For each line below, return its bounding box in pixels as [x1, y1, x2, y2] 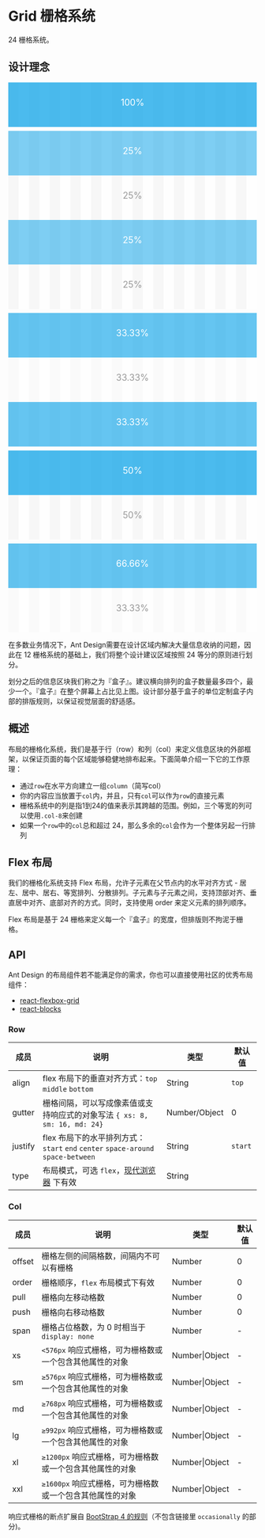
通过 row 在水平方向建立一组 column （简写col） [19, 780, 166, 790]
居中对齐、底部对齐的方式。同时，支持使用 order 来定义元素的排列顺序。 [14, 898, 251, 907]
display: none [41, 1331, 95, 1341]
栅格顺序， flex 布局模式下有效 [41, 1277, 155, 1288]
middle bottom [42, 1085, 94, 1094]
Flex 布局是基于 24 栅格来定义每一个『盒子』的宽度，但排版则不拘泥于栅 [8, 915, 244, 925]
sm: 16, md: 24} [42, 1120, 104, 1129]
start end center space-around [42, 1145, 155, 1153]
